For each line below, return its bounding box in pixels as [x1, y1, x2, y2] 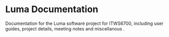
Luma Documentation [5, 4, 98, 15]
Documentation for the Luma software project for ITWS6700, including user [5, 20, 164, 26]
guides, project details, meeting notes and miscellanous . [5, 25, 125, 31]
